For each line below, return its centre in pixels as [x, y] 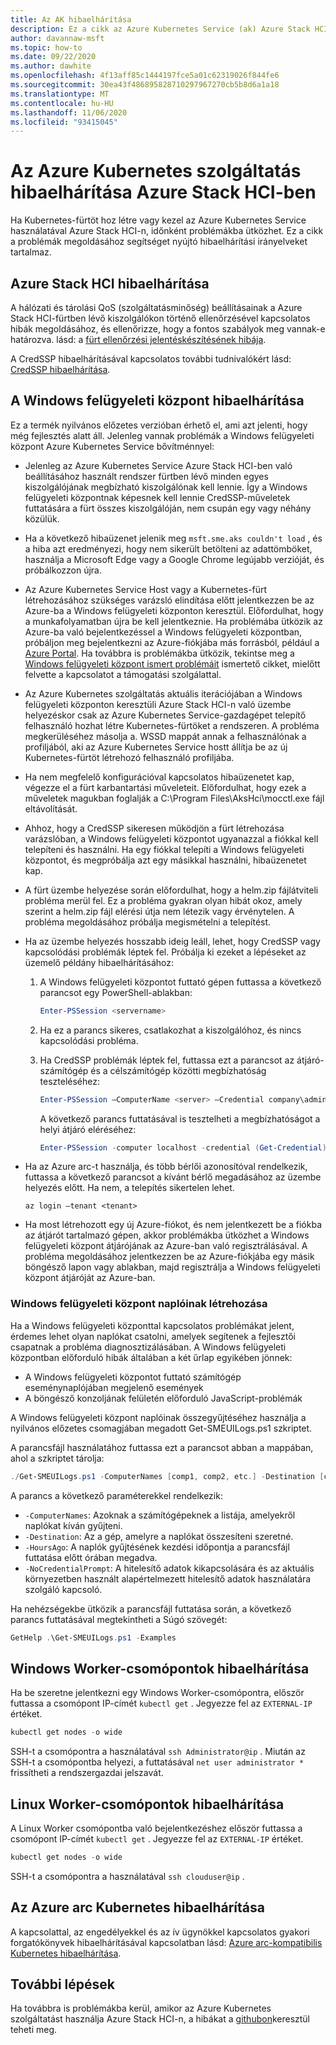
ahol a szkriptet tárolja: [57, 1458]
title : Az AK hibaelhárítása [71, 19]
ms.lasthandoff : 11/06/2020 [69, 112]
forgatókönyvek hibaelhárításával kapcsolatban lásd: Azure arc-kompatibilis [166, 1942]
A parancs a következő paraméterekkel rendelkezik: [116, 1495]
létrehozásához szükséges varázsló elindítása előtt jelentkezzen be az [169, 600]
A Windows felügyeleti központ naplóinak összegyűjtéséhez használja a [158, 1417]
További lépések [62, 1984]
